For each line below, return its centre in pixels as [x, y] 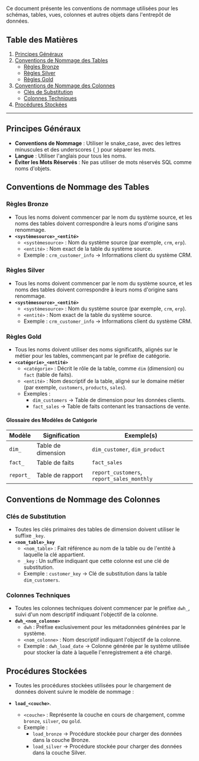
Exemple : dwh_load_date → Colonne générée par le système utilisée [107, 646]
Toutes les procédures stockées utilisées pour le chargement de [93, 685]
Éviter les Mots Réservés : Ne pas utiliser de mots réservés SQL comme [103, 162]
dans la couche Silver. [59, 753]
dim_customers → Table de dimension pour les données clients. [109, 400]
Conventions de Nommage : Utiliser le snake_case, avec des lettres [98, 143]
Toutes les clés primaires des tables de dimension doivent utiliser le [97, 529]
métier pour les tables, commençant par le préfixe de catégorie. [92, 356]
